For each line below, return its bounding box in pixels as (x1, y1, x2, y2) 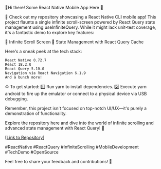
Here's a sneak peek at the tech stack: (5, 49, 82, 54)
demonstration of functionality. (5, 111, 67, 116)
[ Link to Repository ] (5, 134, 45, 140)
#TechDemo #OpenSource (5, 149, 59, 155)
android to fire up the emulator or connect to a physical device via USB (5, 91, 147, 96)
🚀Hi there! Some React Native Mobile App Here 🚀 (5, 5, 104, 10)
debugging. (5, 96, 28, 102)
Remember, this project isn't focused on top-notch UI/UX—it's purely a (5, 105, 147, 111)
